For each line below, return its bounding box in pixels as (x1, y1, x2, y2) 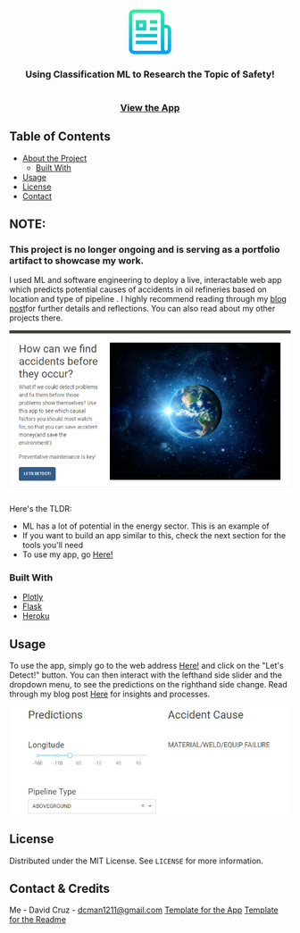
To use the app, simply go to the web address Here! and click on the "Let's (9, 660, 284, 671)
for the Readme (9, 914, 67, 925)
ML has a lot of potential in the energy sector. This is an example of (21, 521, 270, 531)
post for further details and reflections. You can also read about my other (9, 304, 276, 314)
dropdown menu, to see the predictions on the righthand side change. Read (9, 679, 287, 689)
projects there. (9, 312, 63, 323)
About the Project (21, 153, 87, 163)
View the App (120, 101, 180, 113)
